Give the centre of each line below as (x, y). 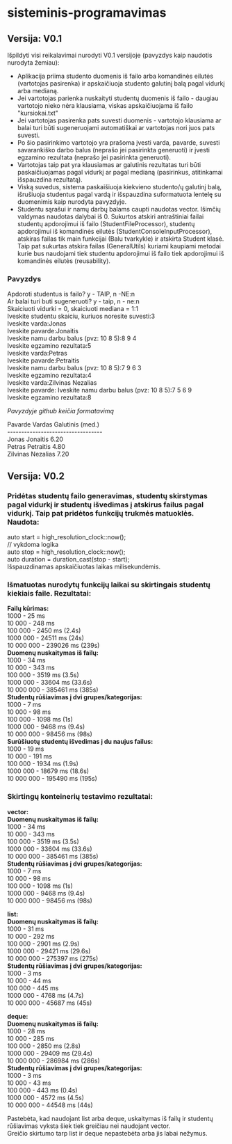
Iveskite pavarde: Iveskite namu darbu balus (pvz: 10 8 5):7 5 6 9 (100, 390)
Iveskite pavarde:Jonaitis (43, 331)
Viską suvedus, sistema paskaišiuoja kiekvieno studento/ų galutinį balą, (119, 187)
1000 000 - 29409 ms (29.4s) (50, 1053)
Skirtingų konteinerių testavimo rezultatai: (80, 797)
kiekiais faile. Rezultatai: (49, 593)
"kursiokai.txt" (38, 113)
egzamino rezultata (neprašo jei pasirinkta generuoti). (94, 157)
